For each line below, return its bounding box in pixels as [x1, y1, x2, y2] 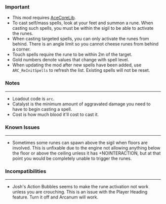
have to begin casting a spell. [12, 106, 73, 112]
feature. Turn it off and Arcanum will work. [12, 194, 99, 200]
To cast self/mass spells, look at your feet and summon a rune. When [12, 20, 153, 26]
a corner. [12, 46, 31, 52]
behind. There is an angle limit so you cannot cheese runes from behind [12, 41, 159, 47]
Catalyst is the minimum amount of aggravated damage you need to [12, 101, 151, 107]
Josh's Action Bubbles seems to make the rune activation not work [12, 184, 149, 190]
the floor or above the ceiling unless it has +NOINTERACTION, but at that [12, 150, 161, 156]
